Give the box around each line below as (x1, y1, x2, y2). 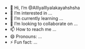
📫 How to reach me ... (9, 26, 56, 32)
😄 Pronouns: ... (9, 33, 42, 39)
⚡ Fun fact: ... (9, 39, 37, 45)
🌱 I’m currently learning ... (9, 15, 63, 21)
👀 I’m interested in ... (9, 10, 52, 16)
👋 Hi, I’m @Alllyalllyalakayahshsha (9, 5, 80, 10)
